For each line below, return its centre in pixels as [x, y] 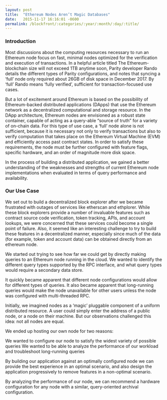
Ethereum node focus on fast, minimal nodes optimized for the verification [81, 58]
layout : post [19, 10]
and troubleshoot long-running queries [45, 351]
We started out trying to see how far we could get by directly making [76, 254]
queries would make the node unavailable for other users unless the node [81, 290]
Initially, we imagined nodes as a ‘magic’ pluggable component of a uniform [83, 305]
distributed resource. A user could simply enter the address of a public [78, 310]
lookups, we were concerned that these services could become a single [79, 223]
